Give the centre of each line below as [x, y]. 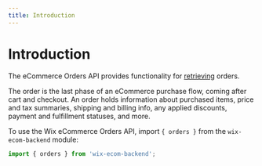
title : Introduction [42, 15]
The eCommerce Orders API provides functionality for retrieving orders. [124, 76]
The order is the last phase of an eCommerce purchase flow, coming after [127, 91]
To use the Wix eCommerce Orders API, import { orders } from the [117, 131]
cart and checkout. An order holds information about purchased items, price [131, 99]
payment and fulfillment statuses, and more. [79, 116]
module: [65, 139]
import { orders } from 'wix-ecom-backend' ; [82, 153]
